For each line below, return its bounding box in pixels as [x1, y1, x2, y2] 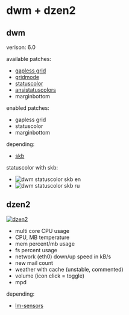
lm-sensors [14, 302, 44, 309]
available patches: [6, 56, 51, 62]
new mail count [14, 259, 53, 266]
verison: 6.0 [6, 43, 36, 51]
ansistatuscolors [14, 86, 56, 94]
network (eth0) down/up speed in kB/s [14, 253, 112, 260]
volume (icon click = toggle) [14, 272, 85, 279]
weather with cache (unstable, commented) [14, 266, 124, 273]
